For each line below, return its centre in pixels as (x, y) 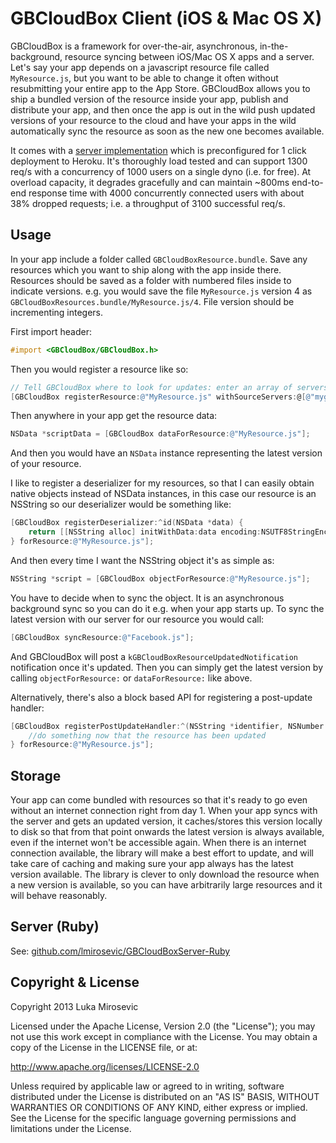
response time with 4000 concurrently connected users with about (166, 193)
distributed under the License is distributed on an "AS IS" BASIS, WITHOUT (165, 1096)
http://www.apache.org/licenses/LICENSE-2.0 (105, 1066)
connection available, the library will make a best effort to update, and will (162, 853)
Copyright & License (75, 982)
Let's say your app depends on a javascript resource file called (140, 67)
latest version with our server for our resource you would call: (137, 619)
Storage (36, 775)
